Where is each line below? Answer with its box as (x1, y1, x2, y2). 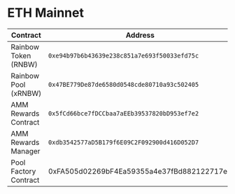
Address (125, 30, 155, 40)
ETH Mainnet (7, 5, 84, 21)
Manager (10, 146, 41, 155)
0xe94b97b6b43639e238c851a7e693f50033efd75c (48, 51, 199, 60)
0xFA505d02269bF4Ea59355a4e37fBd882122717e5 (48, 166, 232, 176)
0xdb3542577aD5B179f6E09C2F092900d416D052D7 (48, 138, 199, 146)
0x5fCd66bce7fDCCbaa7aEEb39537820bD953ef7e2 (48, 109, 199, 117)
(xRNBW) (10, 88, 42, 98)
